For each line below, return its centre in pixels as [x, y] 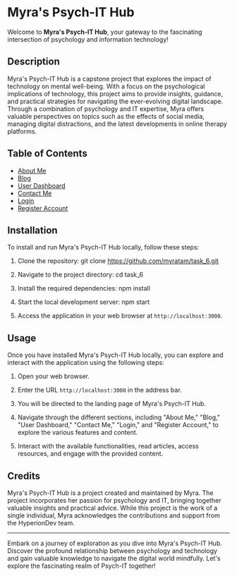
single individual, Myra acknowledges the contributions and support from [114, 515]
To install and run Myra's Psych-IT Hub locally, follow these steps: [103, 247]
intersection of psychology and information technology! [88, 39]
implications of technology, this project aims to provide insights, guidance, [115, 93]
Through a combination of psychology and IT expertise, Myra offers [106, 109]
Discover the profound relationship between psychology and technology [112, 551]
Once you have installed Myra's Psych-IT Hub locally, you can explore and [115, 355]
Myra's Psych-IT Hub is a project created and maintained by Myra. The [110, 493]
